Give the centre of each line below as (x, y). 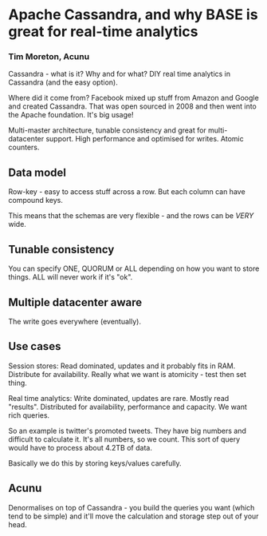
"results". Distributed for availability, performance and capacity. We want (128, 407)
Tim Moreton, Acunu (49, 57)
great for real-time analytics (103, 32)
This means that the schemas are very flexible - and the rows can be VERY (131, 216)
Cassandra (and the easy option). (63, 82)
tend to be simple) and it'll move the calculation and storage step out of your (133, 516)
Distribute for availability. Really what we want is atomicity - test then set (128, 374)
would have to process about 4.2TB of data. (80, 447)
